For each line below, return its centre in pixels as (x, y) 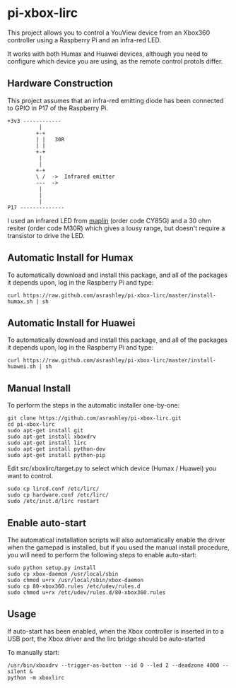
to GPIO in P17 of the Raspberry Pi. (58, 108)
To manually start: (34, 652)
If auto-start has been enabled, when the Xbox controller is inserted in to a (116, 631)
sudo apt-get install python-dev (57, 449)
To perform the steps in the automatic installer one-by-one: (94, 405)
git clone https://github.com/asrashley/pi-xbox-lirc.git (94, 418)
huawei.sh (22, 367)
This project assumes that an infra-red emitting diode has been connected (116, 100)
